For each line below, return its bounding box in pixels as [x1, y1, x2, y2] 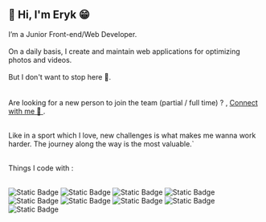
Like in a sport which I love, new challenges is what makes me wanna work [8, 130, 256, 140]
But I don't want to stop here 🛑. [8, 72, 112, 81]
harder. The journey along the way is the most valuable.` [8, 138, 194, 149]
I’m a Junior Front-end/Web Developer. [8, 29, 137, 39]
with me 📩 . [8, 106, 46, 116]
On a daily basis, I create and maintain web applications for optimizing [8, 46, 241, 56]
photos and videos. [8, 55, 72, 64]
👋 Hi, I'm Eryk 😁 [8, 8, 91, 22]
